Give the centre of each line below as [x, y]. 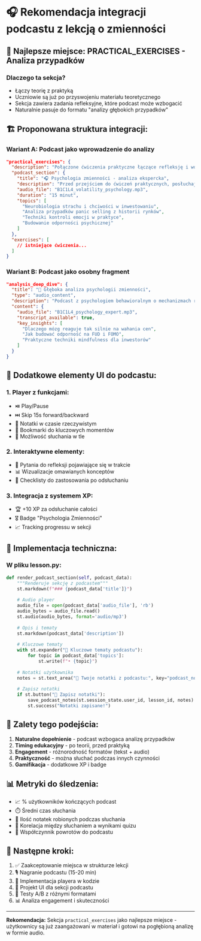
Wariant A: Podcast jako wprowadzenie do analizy [80, 149]
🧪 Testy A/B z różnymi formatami [56, 894]
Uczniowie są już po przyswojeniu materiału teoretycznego [88, 96]
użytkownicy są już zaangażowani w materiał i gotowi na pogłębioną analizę [100, 927]
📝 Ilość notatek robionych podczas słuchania [70, 819]
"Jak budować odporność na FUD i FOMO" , [73, 334]
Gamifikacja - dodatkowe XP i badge [60, 764]
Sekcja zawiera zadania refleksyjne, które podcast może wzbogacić [98, 103]
